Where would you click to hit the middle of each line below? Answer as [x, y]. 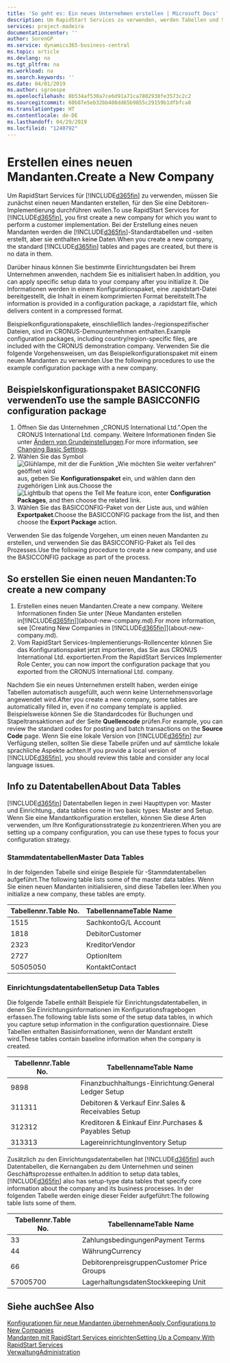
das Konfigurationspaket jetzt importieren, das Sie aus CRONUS [107, 649]
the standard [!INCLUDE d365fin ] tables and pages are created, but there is [113, 247]
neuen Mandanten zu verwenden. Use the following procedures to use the [111, 361]
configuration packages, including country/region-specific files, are [102, 339]
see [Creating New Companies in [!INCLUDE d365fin [90, 627]
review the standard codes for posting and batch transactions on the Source [115, 728]
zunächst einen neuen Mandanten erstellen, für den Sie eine [92, 203]
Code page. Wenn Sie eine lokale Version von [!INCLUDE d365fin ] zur [105, 736]
